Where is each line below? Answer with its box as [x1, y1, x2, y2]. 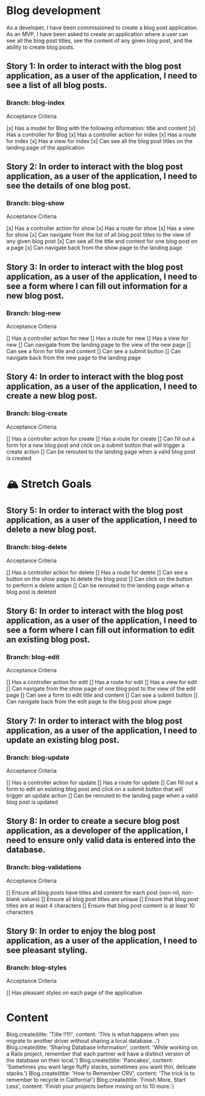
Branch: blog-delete [6, 543, 67, 551]
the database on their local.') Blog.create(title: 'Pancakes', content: [6, 1057, 174, 1064]
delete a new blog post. [6, 524, 97, 535]
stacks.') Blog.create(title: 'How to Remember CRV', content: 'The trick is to [6, 1070, 195, 1077]
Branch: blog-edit [6, 652, 60, 661]
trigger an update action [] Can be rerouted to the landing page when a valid [6, 792, 198, 799]
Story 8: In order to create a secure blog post [6, 816, 180, 826]
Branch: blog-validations [6, 863, 82, 872]
